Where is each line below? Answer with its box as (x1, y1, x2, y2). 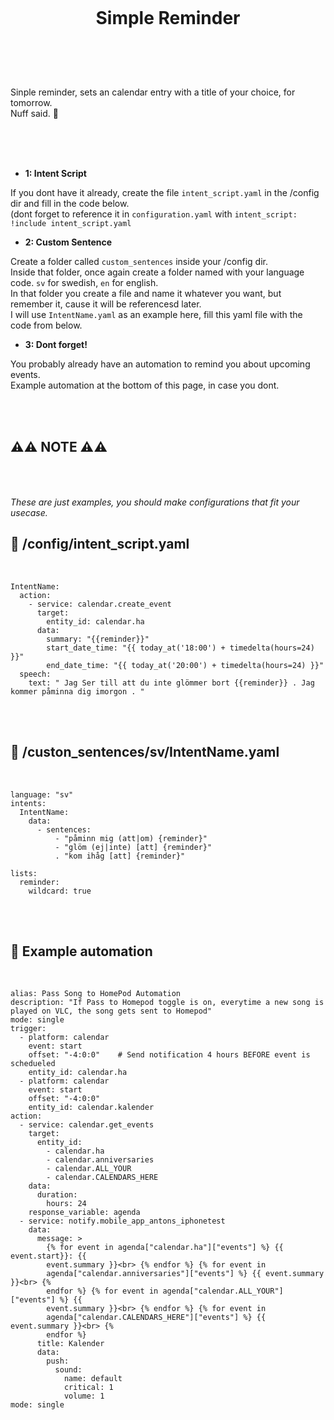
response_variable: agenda (28, 1208, 141, 1218)
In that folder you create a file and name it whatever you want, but (10, 288, 282, 300)
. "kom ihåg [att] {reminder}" (54, 851, 186, 861)
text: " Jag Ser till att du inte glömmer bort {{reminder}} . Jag (28, 678, 315, 688)
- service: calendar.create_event (28, 599, 172, 609)
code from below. (10, 319, 83, 332)
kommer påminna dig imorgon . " (10, 686, 145, 697)
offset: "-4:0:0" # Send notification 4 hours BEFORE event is (28, 1050, 311, 1060)
